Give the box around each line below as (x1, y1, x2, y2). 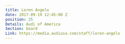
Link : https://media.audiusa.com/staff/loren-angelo (5, 31, 120, 36)
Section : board (5, 26, 38, 31)
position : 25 (5, 17, 33, 22)
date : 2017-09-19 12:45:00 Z (5, 12, 68, 17)
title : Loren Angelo (5, 7, 50, 13)
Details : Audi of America (5, 21, 60, 27)
